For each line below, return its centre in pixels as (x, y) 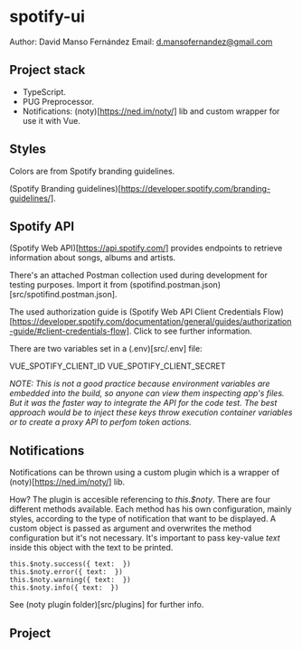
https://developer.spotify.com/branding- (196, 188)
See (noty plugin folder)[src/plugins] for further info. (107, 605)
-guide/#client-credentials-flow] (69, 331)
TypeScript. (44, 91)
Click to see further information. (193, 331)
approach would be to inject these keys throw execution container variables (151, 412)
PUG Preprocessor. (58, 101)
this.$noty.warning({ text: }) (70, 580)
